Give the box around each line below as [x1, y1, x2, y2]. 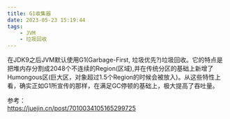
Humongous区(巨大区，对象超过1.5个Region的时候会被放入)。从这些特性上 [7, 73, 221, 82]
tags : [7, 23, 23, 30]
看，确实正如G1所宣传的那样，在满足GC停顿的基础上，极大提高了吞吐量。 [7, 82, 219, 90]
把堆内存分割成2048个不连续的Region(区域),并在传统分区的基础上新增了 [7, 64, 214, 73]
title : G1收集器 [7, 10, 52, 17]
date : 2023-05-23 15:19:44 [7, 17, 86, 24]
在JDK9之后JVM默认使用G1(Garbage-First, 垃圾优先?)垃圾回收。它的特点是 [7, 56, 223, 64]
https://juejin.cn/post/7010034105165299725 [7, 104, 136, 113]
